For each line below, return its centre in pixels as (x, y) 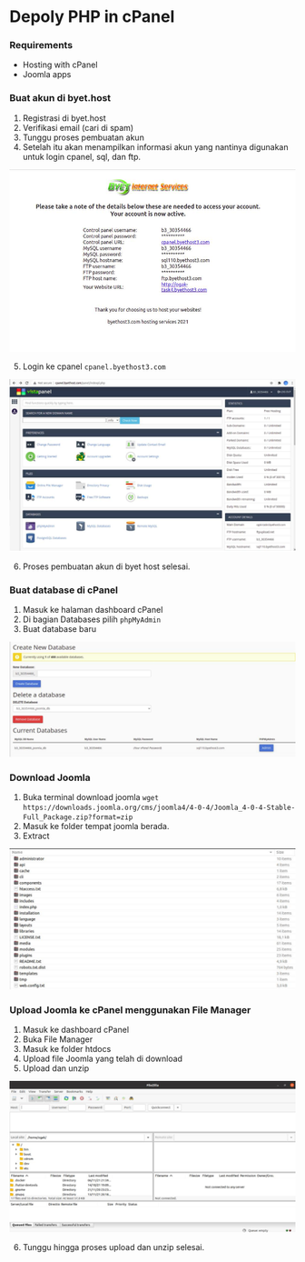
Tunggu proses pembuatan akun (84, 137)
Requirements (41, 45)
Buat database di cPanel (64, 590)
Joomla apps (47, 75)
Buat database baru (59, 629)
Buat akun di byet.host (60, 98)
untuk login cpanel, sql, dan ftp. (82, 156)
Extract (36, 836)
